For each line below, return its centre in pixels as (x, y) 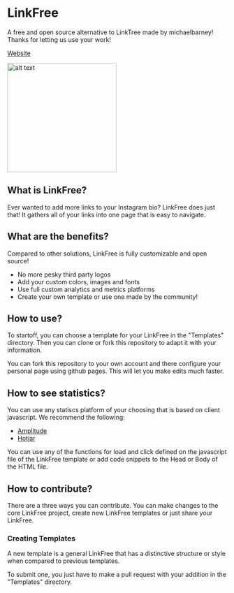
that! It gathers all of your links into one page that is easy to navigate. (107, 214)
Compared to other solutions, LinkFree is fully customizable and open (107, 254)
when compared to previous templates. (64, 561)
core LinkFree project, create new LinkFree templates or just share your (110, 513)
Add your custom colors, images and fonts (79, 281)
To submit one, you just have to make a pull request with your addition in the (117, 575)
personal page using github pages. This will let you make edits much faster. (116, 371)
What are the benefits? (58, 236)
